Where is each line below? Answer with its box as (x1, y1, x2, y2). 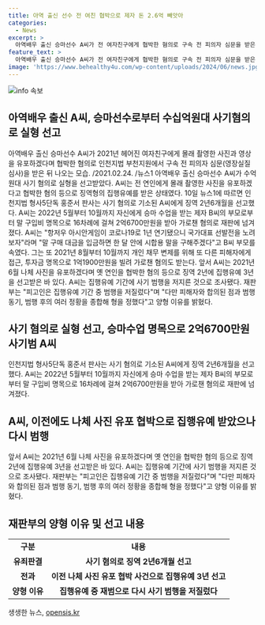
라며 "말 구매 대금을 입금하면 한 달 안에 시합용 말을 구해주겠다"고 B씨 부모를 (24, 237, 256, 247)
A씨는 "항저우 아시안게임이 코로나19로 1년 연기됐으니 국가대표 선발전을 (24, 227, 241, 237)
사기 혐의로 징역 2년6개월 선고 (85, 556, 192, 566)
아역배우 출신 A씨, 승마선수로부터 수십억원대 (8, 112, 211, 125)
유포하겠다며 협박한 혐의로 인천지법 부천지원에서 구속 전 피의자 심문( (16, 158, 226, 168)
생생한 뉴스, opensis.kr (8, 608, 80, 617)
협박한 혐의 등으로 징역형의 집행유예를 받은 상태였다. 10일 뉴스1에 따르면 (22, 187, 243, 198)
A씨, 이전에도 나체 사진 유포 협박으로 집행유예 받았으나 (8, 415, 256, 428)
